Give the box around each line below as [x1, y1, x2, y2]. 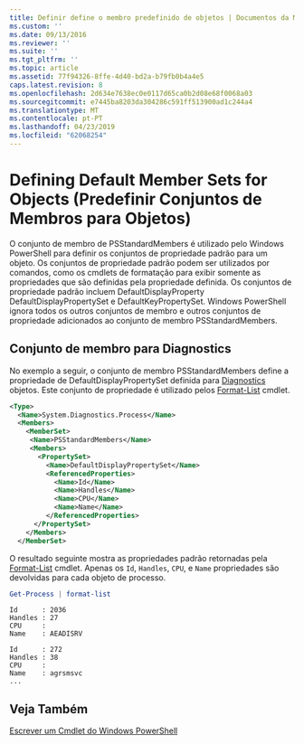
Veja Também [9, 702, 89, 717]
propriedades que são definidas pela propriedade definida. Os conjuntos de [9, 277, 292, 287]
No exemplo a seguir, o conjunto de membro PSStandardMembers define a [9, 365, 290, 376]
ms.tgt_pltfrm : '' [9, 55, 79, 64]
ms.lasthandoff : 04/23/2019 [9, 123, 116, 132]
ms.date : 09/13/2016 [9, 30, 88, 39]
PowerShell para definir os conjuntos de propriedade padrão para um [9, 248, 269, 259]
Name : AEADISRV [9, 629, 83, 638]
